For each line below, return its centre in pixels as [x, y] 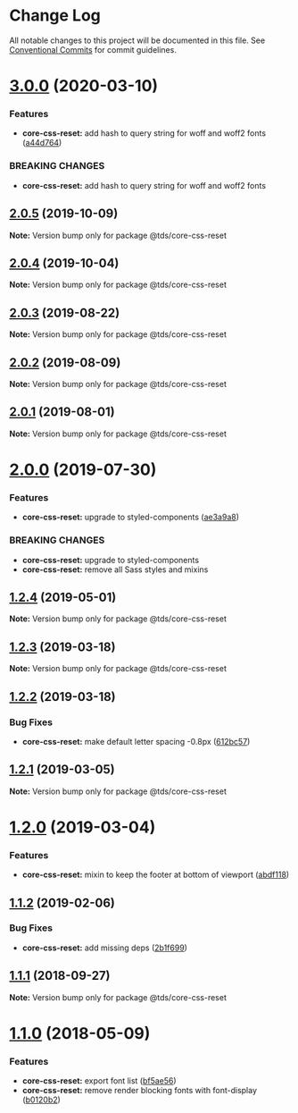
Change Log [55, 16]
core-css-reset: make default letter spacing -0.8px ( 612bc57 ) [136, 741]
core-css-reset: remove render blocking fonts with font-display [139, 1091]
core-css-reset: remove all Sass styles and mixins [115, 569]
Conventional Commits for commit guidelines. [93, 49]
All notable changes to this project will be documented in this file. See [137, 40]
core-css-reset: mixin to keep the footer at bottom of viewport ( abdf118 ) [156, 875]
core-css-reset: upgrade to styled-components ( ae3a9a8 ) [130, 517]
